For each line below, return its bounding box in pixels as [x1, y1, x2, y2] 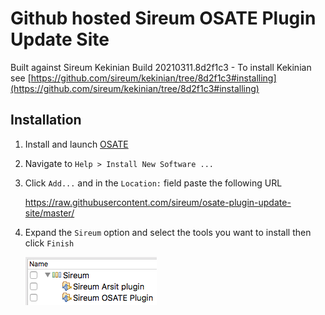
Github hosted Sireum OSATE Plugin [10, 7, 317, 30]
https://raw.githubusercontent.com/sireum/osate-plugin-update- [24, 196, 292, 208]
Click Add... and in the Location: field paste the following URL [24, 177, 283, 189]
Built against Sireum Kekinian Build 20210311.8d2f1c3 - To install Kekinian [10, 61, 312, 73]
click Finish [24, 237, 75, 249]
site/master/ [24, 207, 75, 219]
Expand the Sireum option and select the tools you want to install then [24, 226, 312, 238]
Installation [10, 112, 82, 129]
